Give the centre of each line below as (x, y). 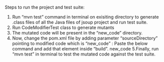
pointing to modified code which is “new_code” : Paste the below (80, 43)
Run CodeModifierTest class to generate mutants (63, 27)
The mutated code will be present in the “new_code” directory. (77, 33)
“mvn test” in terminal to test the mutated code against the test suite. (84, 54)
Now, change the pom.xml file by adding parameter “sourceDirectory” (85, 38)
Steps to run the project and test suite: (45, 7)
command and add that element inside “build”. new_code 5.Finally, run (85, 49)
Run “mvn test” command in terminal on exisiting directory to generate (85, 17)
